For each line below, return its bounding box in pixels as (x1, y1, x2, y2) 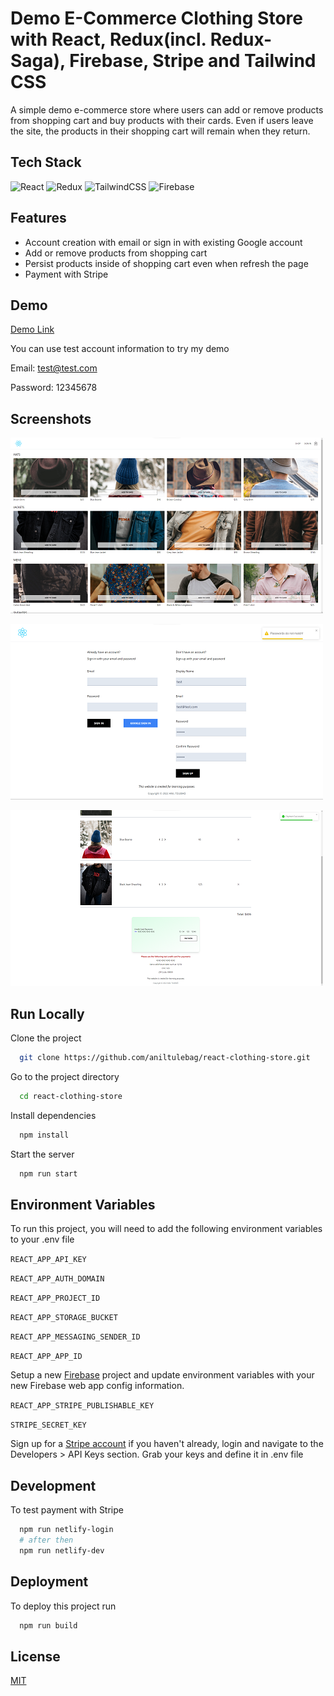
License (10, 1648, 61, 1665)
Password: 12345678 (10, 382, 98, 394)
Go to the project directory (10, 1070, 120, 1082)
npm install (19, 1130, 70, 1140)
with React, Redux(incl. (10, 28, 207, 51)
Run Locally (10, 1005, 85, 1022)
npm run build (19, 1620, 78, 1631)
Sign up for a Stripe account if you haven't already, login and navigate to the (10, 1438, 324, 1450)
